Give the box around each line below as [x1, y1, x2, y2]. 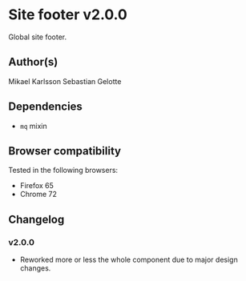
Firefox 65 [19, 181, 54, 191]
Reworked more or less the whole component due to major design [19, 255, 238, 265]
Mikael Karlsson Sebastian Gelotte [8, 76, 122, 86]
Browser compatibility [8, 144, 122, 158]
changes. [19, 263, 51, 273]
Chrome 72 [19, 190, 58, 199]
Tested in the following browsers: [8, 166, 119, 175]
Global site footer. [8, 32, 67, 42]
